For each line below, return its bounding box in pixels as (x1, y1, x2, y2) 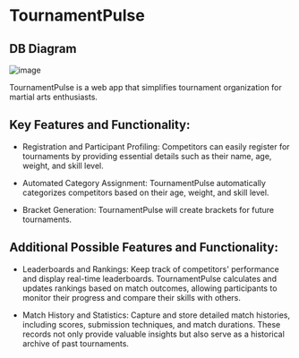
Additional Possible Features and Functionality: (9, 240, 279, 255)
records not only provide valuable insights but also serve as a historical (21, 328, 285, 339)
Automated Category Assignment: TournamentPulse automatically (21, 177, 267, 188)
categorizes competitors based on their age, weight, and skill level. (21, 187, 269, 198)
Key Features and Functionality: (9, 117, 191, 132)
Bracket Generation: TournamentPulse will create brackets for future (21, 204, 275, 215)
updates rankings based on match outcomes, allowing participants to (21, 283, 278, 294)
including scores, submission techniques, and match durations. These (21, 319, 281, 329)
